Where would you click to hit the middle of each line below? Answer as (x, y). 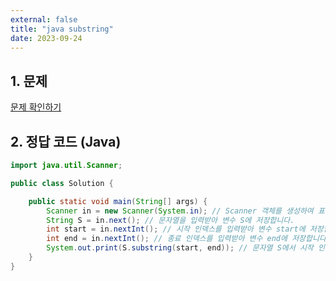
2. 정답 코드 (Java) (66, 141)
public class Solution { (62, 183)
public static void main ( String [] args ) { (118, 201)
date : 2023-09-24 (46, 38)
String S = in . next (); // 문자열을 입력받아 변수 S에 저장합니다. (170, 220)
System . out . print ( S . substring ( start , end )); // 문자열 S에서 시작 (180, 248)
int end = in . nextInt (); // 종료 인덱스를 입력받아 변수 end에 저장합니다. (188, 239)
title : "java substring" (62, 29)
